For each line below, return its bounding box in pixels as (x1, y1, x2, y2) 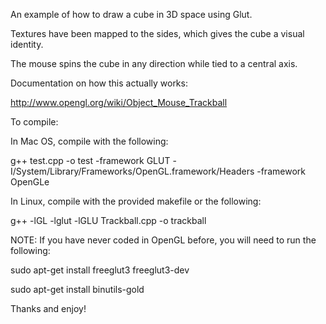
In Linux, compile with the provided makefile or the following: (10, 195, 262, 207)
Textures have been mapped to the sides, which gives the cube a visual (10, 28, 305, 39)
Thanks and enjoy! (10, 303, 87, 314)
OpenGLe (10, 176, 50, 188)
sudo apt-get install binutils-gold (10, 284, 145, 295)
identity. (10, 39, 44, 50)
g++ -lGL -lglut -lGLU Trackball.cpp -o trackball (10, 215, 207, 226)
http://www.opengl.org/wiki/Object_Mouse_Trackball (10, 97, 228, 108)
